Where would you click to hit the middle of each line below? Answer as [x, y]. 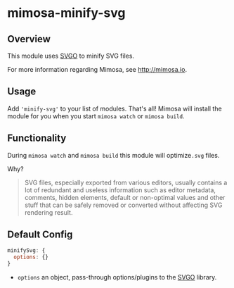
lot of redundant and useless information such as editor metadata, [120, 190]
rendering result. [48, 212]
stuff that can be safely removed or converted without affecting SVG [123, 205]
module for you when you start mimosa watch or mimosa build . [96, 116]
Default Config [40, 235]
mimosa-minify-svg [66, 13]
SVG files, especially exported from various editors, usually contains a [126, 182]
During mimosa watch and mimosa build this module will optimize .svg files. [113, 155]
